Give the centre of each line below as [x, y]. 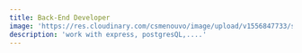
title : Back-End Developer [60, 18]
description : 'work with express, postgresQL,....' [108, 34]
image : [22, 26]
